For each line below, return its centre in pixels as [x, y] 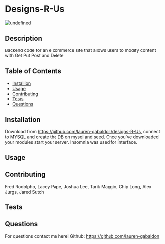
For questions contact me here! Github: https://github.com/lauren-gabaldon [82, 236]
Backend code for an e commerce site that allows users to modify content [81, 50]
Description [24, 38]
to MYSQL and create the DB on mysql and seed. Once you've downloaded [82, 137]
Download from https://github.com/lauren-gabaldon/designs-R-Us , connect [82, 132]
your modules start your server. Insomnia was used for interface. [71, 142]
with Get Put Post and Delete [34, 55]
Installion [22, 83]
